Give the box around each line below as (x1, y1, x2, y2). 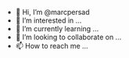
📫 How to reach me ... (15, 42, 88, 50)
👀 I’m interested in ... (15, 16, 82, 25)
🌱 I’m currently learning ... (15, 24, 99, 33)
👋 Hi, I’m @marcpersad (15, 8, 90, 16)
